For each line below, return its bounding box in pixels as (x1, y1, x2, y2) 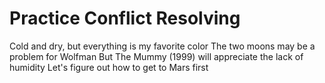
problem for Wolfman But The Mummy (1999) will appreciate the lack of (9, 50, 304, 62)
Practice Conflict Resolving (9, 7, 241, 30)
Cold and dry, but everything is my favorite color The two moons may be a (9, 40, 316, 52)
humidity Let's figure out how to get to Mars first (9, 61, 209, 73)
